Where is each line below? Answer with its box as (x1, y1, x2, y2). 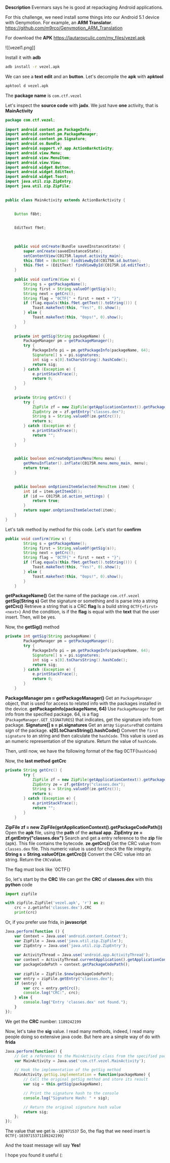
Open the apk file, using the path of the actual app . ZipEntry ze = (5, 829, 143, 835)
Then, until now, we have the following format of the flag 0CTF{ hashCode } (5, 748, 158, 754)
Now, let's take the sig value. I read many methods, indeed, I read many (5, 1028, 155, 1034)
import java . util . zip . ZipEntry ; (5, 179, 73, 184)
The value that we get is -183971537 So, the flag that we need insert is (5, 1128, 150, 1134)
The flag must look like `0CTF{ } (5, 866, 71, 873)
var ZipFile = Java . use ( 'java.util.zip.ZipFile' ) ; (14, 938, 123, 944)
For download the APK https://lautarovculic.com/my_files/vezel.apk (5, 35, 146, 41)
